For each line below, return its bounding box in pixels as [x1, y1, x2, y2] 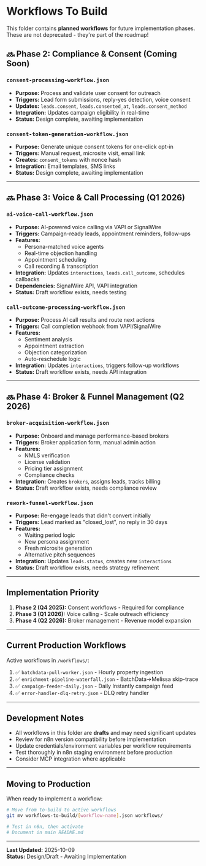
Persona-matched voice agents [24, 243, 104, 250]
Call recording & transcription [24, 262, 99, 270]
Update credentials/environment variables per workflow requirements [15, 742, 191, 750]
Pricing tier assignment [24, 465, 83, 472]
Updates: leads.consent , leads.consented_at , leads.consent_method [15, 102, 187, 110]
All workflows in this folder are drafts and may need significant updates [15, 729, 196, 737]
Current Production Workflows [6, 640, 127, 651]
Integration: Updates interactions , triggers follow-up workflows [15, 362, 180, 369]
